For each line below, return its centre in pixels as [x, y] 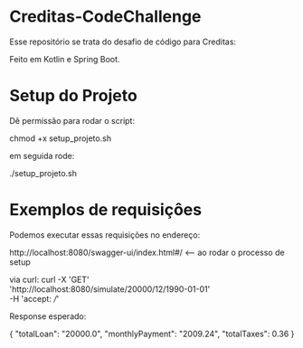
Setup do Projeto [73, 96]
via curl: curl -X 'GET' [50, 279]
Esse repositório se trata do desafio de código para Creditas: [123, 42]
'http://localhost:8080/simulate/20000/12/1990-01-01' [110, 289]
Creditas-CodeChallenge [105, 17]
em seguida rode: [42, 155]
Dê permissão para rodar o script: [72, 120]
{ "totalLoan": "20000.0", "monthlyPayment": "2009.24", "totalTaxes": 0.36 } [152, 334]
